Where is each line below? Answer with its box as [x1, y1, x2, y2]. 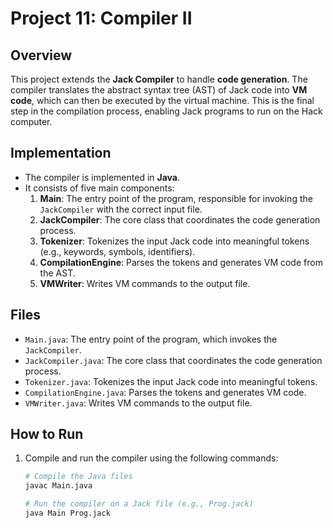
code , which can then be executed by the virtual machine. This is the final [10, 95, 315, 106]
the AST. [39, 267, 76, 279]
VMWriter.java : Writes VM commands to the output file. [24, 397, 253, 409]
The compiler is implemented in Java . [24, 171, 181, 183]
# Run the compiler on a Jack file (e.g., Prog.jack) [24, 499, 254, 509]
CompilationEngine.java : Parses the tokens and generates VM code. [24, 386, 307, 398]
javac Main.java [24, 481, 93, 491]
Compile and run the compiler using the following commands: [24, 452, 279, 464]
